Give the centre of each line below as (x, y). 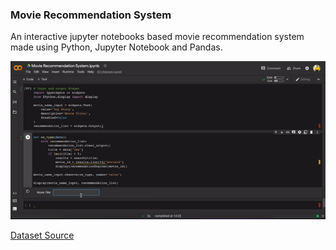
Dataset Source (42, 235)
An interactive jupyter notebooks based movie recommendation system (157, 37)
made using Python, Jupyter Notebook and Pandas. (116, 47)
